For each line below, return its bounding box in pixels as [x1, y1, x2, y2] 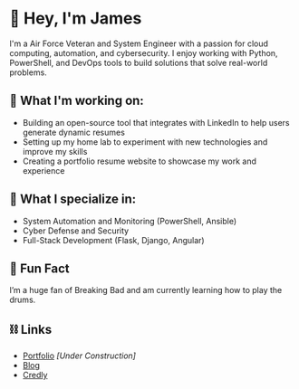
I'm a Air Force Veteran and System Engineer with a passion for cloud [9, 38, 269, 49]
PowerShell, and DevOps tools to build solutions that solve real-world [9, 57, 268, 68]
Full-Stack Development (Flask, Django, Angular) [22, 234, 206, 245]
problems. [9, 67, 47, 78]
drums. [9, 294, 36, 306]
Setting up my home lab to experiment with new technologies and [22, 136, 268, 147]
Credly [22, 370, 48, 381]
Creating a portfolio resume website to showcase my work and [22, 156, 256, 166]
